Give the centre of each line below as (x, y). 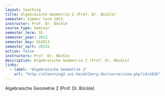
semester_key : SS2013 (27, 42)
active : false (20, 51)
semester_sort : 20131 (27, 47)
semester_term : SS (24, 33)
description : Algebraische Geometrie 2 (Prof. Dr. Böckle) (67, 60)
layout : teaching (23, 10)
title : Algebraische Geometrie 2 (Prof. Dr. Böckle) (61, 14)
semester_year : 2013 (27, 38)
